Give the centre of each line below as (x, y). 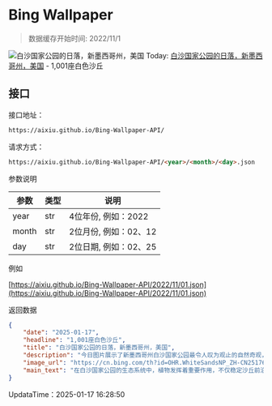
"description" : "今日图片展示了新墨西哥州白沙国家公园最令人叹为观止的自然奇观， (145, 355)
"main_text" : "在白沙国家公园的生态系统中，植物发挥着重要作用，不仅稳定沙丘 (139, 370)
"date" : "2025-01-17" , (61, 333)
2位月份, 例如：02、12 (113, 231)
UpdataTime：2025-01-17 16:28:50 (67, 394)
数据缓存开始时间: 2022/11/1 (74, 38)
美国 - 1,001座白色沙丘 (66, 66)
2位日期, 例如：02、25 (113, 246)
